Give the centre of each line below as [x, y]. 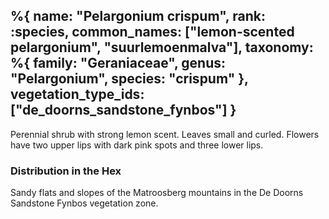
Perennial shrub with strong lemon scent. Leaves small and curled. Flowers [165, 134]
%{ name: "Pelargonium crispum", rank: [138, 16]
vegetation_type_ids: [77, 94]
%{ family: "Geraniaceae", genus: [118, 63]
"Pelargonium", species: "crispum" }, [129, 79]
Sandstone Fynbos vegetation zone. [84, 203]
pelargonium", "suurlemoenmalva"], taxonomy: [162, 47]
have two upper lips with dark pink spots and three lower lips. [137, 145]
